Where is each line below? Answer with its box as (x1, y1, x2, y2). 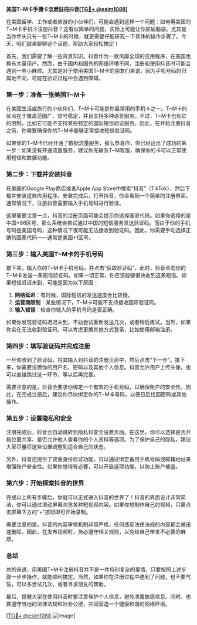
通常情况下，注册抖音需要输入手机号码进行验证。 (6, 199, 124, 206)
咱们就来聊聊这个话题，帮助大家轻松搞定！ (16, 40, 119, 47)
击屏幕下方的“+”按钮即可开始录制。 (6, 508, 91, 515)
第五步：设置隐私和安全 (6, 415, 72, 423)
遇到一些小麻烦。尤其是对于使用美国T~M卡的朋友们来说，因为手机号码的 (6, 67, 182, 74)
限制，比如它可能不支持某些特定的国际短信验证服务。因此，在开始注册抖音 (11, 120, 191, 127)
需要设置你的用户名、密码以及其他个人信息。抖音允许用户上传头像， (21, 364, 186, 371)
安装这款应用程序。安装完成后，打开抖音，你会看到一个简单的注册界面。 (16, 192, 191, 199)
